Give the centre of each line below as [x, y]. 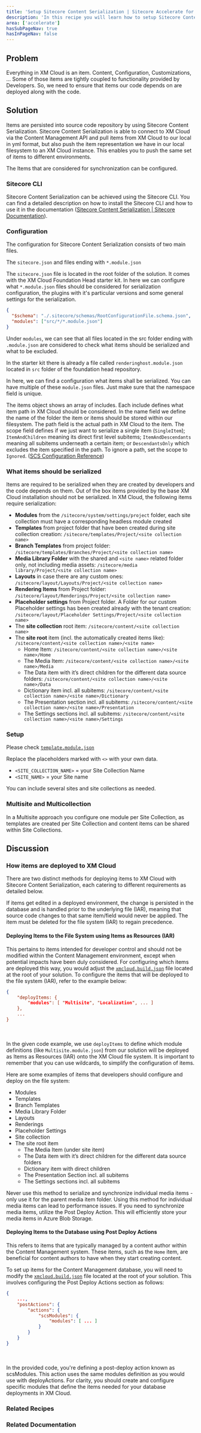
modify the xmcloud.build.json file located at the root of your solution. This [99, 1276]
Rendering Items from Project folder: [60, 589]
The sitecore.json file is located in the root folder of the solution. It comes [98, 274]
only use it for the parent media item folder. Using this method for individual [99, 1199]
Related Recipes [30, 1408]
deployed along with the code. [44, 92]
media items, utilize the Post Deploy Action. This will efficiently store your [97, 1212]
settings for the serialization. [41, 299]
